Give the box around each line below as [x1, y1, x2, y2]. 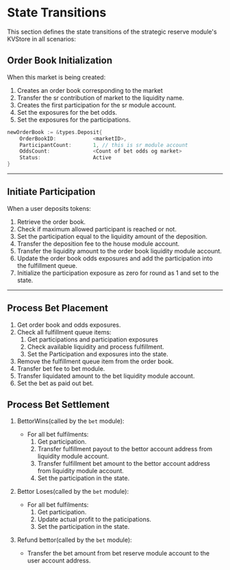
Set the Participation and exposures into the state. [27, 350, 169, 358]
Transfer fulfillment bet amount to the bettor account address [37, 459, 211, 468]
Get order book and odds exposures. [16, 321, 121, 329]
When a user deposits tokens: [7, 204, 91, 212]
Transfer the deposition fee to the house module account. [16, 239, 180, 248]
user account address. [27, 556, 91, 565]
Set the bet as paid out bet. [16, 379, 94, 387]
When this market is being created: [7, 73, 106, 81]
